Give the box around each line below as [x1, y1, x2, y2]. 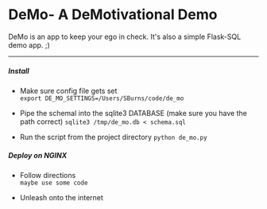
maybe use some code [19, 179, 88, 187]
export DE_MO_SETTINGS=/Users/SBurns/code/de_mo [19, 94, 184, 103]
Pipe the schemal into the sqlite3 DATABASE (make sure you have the [19, 108, 248, 118]
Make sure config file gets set [19, 86, 118, 95]
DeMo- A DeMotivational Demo [8, 6, 218, 24]
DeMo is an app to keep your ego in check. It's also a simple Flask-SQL [8, 32, 242, 41]
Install [8, 66, 29, 75]
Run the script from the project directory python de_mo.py [19, 132, 208, 141]
